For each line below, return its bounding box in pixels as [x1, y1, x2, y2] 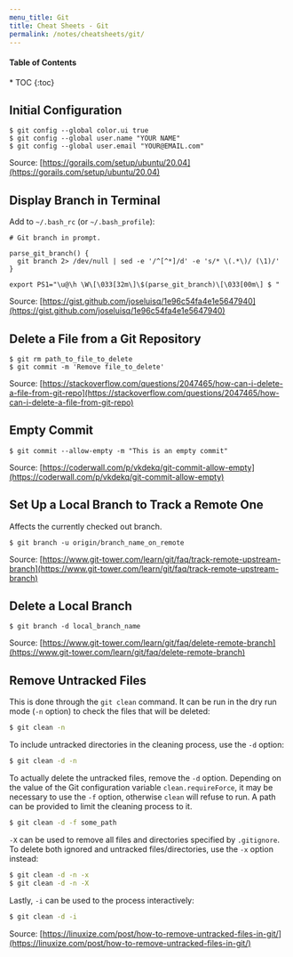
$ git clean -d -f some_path [9, 818, 117, 828]
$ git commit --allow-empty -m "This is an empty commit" [9, 446, 228, 455]
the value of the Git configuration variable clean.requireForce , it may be [9, 783, 273, 793]
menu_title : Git [9, 12, 69, 22]
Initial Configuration [9, 102, 123, 118]
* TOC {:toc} [9, 77, 55, 87]
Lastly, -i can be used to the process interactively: [9, 895, 195, 905]
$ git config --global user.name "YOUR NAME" [9, 134, 180, 143]
